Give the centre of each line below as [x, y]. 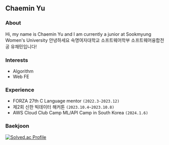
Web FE [21, 77]
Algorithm [23, 71]
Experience [20, 90]
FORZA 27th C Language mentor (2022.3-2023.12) [66, 101]
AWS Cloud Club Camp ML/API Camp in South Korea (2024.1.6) [80, 113]
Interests [17, 60]
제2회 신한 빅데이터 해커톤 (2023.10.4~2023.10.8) [64, 107]
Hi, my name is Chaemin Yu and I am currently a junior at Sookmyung [78, 34]
